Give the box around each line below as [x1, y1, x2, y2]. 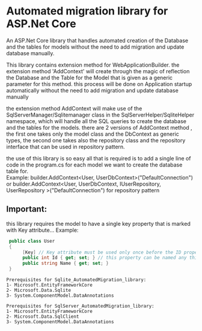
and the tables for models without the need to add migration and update [6, 43, 185, 50]
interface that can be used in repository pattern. [6, 143, 125, 150]
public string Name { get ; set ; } [22, 260, 109, 267]
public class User [8, 238, 55, 244]
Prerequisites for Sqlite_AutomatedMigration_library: [6, 277, 147, 283]
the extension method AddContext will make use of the [6, 105, 142, 112]
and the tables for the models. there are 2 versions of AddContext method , [6, 124, 192, 131]
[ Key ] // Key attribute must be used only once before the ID [22, 249, 182, 255]
